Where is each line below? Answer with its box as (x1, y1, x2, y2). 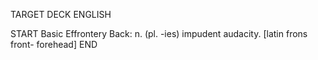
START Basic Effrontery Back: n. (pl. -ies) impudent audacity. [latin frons (10, 28, 308, 39)
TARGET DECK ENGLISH (10, 9, 112, 20)
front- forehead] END (10, 39, 98, 50)
